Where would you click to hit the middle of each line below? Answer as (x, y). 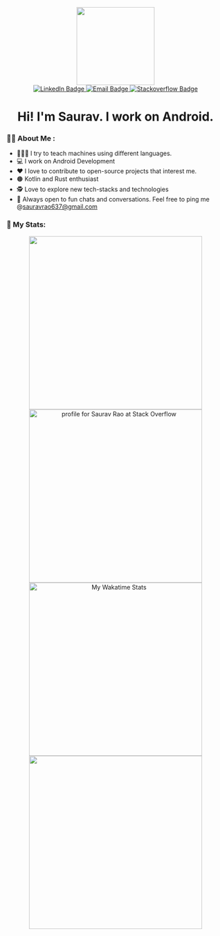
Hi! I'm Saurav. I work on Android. (116, 117)
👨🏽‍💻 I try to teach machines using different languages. (94, 153)
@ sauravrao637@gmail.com (57, 206)
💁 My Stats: (26, 224)
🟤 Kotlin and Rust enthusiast (57, 179)
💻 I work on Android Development (66, 161)
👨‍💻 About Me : (31, 139)
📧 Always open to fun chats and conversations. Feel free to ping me (113, 200)
